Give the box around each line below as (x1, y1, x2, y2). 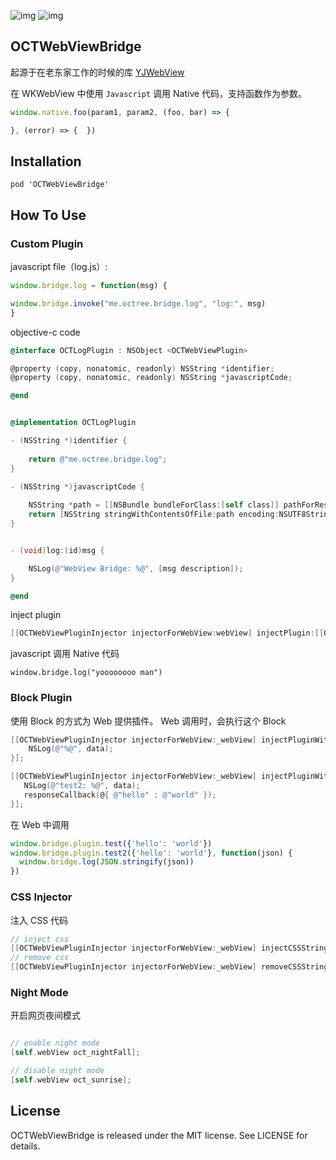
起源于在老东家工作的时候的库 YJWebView (10, 66, 185, 78)
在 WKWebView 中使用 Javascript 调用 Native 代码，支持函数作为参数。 (10, 87, 308, 99)
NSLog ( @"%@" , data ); (28, 744, 114, 754)
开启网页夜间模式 (10, 1010, 81, 1022)
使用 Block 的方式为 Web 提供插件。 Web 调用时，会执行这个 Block (10, 715, 287, 727)
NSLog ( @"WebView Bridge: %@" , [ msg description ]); (28, 563, 244, 574)
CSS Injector (10, 890, 73, 904)
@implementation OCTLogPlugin (10, 418, 137, 428)
